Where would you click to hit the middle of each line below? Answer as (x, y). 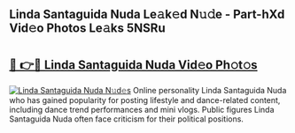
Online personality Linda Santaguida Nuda (210, 90)
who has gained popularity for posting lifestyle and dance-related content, (145, 100)
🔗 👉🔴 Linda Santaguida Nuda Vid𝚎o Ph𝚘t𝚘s (134, 65)
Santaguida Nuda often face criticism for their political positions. (126, 119)
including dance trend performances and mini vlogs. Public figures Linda (142, 110)
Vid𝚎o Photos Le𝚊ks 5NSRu (87, 29)
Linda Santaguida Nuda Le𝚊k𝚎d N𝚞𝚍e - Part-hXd (147, 15)
